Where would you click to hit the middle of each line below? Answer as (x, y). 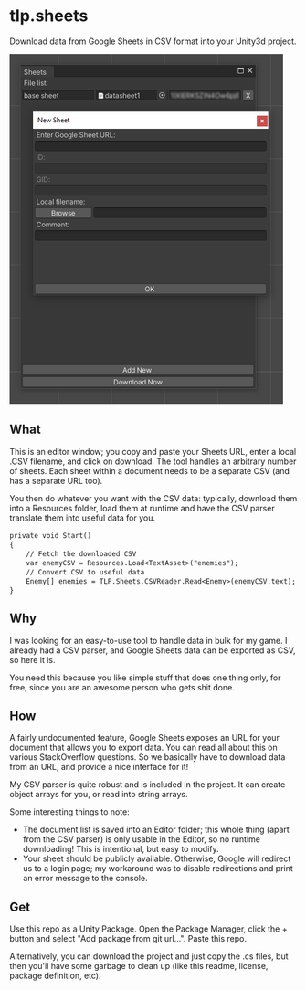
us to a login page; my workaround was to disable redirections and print (158, 869)
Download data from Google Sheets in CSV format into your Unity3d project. (153, 41)
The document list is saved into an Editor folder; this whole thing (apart (156, 830)
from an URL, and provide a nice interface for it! (99, 767)
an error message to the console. (85, 879)
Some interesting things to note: (69, 812)
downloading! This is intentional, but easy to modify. (121, 849)
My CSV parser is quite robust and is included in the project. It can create (148, 785)
